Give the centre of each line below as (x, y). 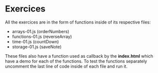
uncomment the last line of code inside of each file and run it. (66, 66)
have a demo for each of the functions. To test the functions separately (76, 61)
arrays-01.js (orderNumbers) (40, 31)
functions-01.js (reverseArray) (42, 36)
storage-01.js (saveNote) (37, 47)
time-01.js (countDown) (35, 41)
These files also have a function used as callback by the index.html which (79, 56)
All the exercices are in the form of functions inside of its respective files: (78, 22)
